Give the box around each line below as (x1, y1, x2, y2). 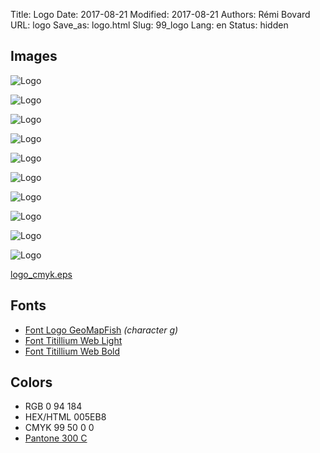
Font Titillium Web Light (24, 334, 123, 346)
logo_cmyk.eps (10, 268, 73, 280)
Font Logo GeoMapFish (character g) (24, 324, 179, 336)
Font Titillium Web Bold (24, 345, 121, 357)
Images (10, 48, 58, 65)
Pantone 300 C (24, 432, 88, 444)
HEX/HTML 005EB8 (24, 411, 107, 423)
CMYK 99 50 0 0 (24, 422, 95, 434)
